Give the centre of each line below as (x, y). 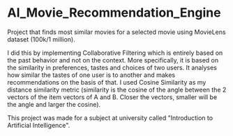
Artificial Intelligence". (39, 125)
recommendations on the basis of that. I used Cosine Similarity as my (107, 82)
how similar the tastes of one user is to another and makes (91, 75)
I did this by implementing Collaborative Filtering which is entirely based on (115, 53)
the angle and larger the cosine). (54, 104)
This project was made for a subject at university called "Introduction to (110, 118)
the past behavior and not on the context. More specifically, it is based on (113, 60)
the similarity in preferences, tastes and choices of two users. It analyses (112, 67)
